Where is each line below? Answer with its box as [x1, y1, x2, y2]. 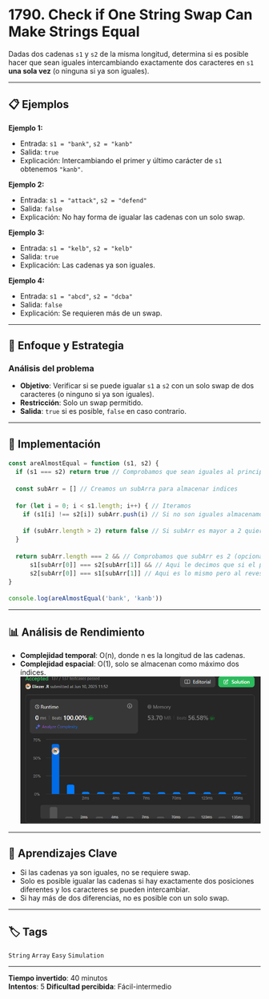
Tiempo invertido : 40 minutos [8, 973, 108, 983]
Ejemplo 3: [8, 227, 45, 237]
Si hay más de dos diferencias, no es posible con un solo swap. [19, 893, 230, 903]
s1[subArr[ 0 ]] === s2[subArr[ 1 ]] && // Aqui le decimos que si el [29, 560, 256, 569]
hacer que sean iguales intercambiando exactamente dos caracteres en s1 [8, 58, 255, 67]
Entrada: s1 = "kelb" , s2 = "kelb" [19, 243, 134, 253]
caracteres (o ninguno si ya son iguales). [19, 390, 155, 399]
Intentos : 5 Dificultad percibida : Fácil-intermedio [8, 982, 172, 992]
